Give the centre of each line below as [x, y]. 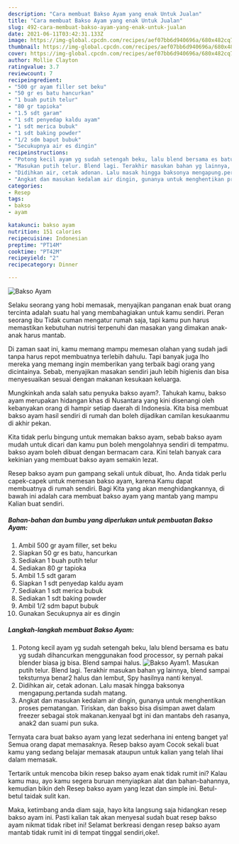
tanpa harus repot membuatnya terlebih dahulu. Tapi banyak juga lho [109, 357]
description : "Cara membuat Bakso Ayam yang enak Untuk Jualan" [105, 14]
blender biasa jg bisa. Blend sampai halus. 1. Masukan [118, 663]
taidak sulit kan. [47, 796]
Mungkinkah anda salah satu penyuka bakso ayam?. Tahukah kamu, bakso [117, 393]
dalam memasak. [33, 759]
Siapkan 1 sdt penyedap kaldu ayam [71, 583]
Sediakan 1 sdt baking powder [62, 598]
